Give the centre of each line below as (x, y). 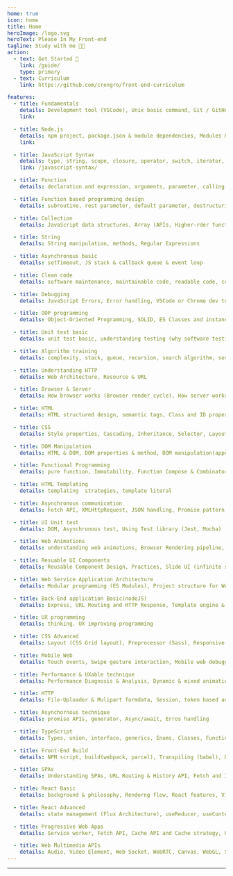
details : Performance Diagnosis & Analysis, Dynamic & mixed (110, 681)
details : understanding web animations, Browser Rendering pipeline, (122, 548)
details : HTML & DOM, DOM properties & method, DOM (96, 453)
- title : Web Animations (49, 542)
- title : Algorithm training (55, 351)
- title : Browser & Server (52, 389)
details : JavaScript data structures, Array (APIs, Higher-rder (114, 225)
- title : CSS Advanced (46, 637)
